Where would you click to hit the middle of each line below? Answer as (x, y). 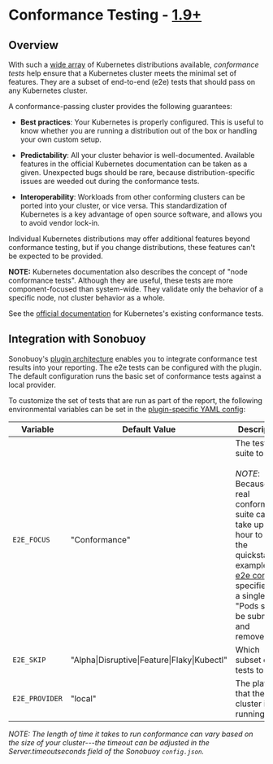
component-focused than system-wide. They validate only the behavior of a (136, 289)
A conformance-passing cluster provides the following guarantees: (121, 106)
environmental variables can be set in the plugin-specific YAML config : (127, 409)
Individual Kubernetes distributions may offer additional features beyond (129, 239)
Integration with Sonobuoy (77, 339)
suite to (249, 453)
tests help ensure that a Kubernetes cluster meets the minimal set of (123, 73)
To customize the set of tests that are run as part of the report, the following (135, 400)
